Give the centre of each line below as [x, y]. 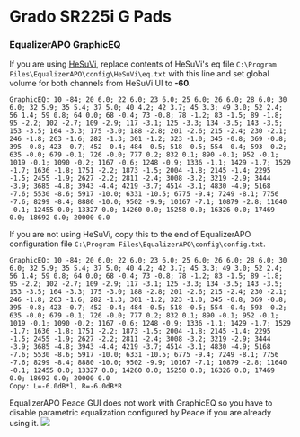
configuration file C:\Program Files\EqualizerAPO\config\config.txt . [138, 244]
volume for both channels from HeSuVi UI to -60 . [100, 84]
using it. [24, 424]
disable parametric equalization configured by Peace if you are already [141, 413]
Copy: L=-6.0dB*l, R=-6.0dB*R [66, 387]
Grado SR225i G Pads [91, 17]
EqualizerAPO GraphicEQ [65, 45]
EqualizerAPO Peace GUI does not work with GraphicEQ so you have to [141, 403]
